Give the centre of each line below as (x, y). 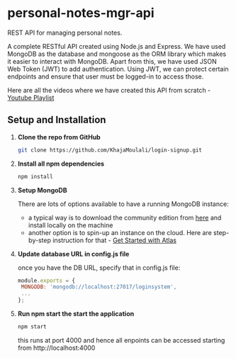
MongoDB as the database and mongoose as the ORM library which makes (117, 54)
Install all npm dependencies (61, 164)
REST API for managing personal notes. (65, 33)
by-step (40, 240)
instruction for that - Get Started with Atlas (115, 240)
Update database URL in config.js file (73, 253)
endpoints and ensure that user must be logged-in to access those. (106, 76)
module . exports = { (46, 280)
